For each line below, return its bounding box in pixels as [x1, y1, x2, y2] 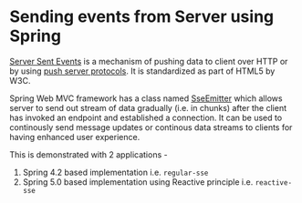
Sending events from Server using [9, 6, 275, 27]
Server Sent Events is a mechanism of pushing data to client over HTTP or [9, 56, 288, 66]
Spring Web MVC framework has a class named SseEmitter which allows [9, 93, 283, 104]
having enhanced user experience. [9, 131, 141, 142]
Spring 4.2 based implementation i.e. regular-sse [22, 167, 209, 178]
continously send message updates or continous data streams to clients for [9, 121, 293, 133]
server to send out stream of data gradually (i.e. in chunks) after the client [9, 102, 287, 113]
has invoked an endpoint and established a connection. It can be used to [9, 112, 283, 123]
